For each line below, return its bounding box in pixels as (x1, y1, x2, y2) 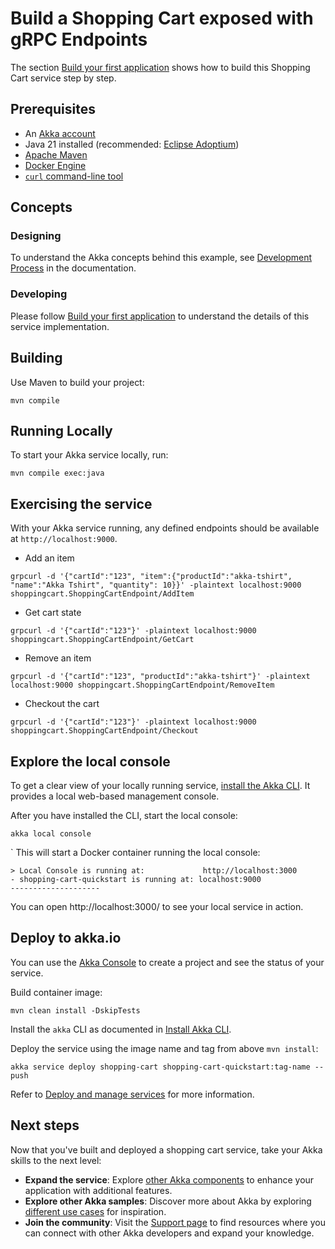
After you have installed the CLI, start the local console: (10, 809, 238, 821)
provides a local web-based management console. (10, 790, 220, 802)
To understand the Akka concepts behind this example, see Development (10, 252, 312, 264)
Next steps (10, 1117, 80, 1134)
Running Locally (10, 422, 113, 439)
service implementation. (10, 320, 110, 332)
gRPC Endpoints (10, 28, 148, 51)
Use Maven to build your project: (10, 376, 145, 388)
